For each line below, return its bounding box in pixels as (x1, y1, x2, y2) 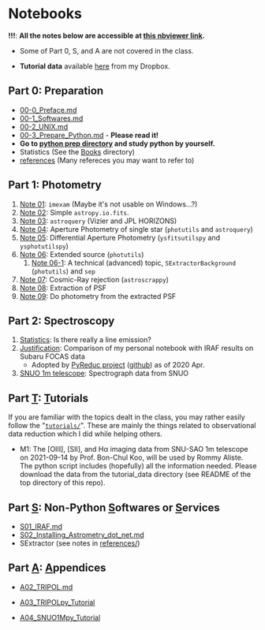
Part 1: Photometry (8, 178, 103, 192)
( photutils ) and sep (31, 266, 96, 276)
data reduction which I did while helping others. (8, 429, 163, 438)
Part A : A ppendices (8, 561, 106, 575)
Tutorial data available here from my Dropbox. (19, 61, 171, 71)
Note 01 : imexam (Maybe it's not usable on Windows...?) (19, 199, 198, 209)
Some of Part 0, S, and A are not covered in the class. (19, 46, 194, 55)
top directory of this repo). (19, 478, 106, 487)
